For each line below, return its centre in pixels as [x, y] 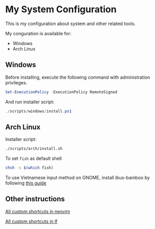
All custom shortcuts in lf [31, 221]
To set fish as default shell [34, 158]
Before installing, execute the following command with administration [78, 77]
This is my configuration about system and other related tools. [71, 24]
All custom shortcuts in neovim [38, 211]
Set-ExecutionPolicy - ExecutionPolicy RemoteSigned [61, 92]
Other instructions [35, 199]
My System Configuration [61, 9]
